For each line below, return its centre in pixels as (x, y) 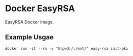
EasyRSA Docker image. (29, 22)
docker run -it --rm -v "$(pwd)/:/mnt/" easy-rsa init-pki (67, 48)
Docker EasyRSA (40, 9)
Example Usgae (29, 37)
